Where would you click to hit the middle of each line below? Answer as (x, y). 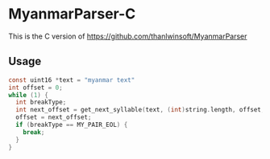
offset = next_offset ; (54, 117)
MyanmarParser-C (72, 14)
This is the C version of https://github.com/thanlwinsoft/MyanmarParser (128, 36)
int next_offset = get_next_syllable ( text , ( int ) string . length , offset (139, 110)
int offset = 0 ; (35, 88)
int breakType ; (41, 102)
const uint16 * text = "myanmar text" (72, 80)
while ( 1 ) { (28, 95)
